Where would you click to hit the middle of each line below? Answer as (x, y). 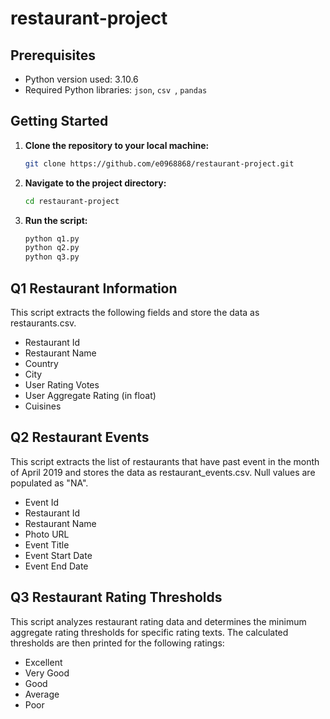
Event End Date (56, 566)
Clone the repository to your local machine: (117, 145)
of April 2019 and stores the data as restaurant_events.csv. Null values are (163, 472)
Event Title (47, 544)
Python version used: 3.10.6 (81, 79)
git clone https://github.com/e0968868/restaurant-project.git (159, 163)
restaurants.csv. (43, 323)
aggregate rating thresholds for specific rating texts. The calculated (149, 632)
